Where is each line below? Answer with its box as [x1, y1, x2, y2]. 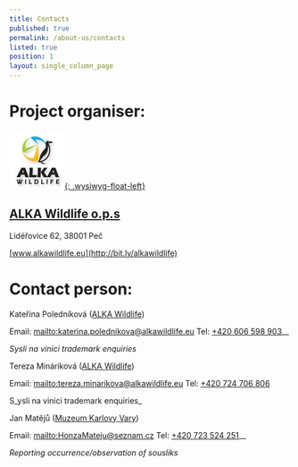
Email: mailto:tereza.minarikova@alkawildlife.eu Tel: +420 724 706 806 [9, 378, 270, 388]
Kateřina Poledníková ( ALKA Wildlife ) [9, 309, 145, 319]
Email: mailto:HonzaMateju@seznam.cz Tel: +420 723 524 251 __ [9, 429, 247, 440]
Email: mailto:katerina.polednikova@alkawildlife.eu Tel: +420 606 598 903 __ [9, 326, 290, 336]
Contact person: [9, 278, 133, 299]
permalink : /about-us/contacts [9, 33, 126, 42]
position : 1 [9, 52, 54, 62]
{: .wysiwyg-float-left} [64, 180, 145, 191]
